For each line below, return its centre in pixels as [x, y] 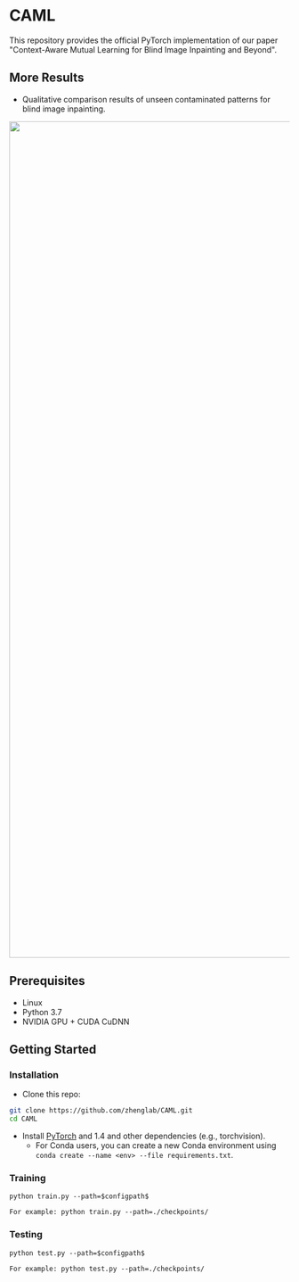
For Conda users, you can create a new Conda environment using [156, 1146]
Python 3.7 [42, 1012]
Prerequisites [47, 981]
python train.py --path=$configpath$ [79, 1196]
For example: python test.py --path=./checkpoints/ [107, 1269]
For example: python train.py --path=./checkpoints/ [109, 1212]
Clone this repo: [51, 1095]
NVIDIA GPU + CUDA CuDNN [76, 1021]
